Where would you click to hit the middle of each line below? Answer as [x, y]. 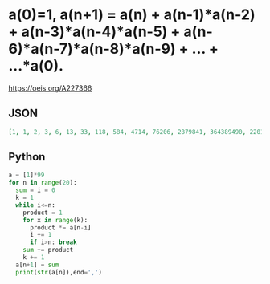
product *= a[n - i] [60, 227]
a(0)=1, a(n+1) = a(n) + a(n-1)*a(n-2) [132, 15]
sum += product [48, 250]
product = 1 [43, 213]
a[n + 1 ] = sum [37, 265]
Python [27, 157]
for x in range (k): [55, 220]
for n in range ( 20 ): [43, 183]
